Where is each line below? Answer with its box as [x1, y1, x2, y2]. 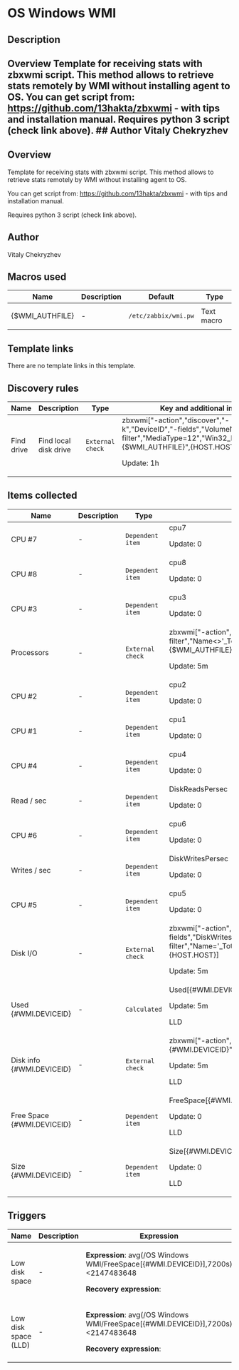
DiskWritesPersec [169, 853, 229, 863]
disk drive [38, 445, 71, 455]
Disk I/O [11, 948, 38, 958]
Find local [38, 436, 71, 446]
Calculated [125, 1005, 162, 1013]
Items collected [7, 489, 78, 502]
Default [148, 292, 174, 302]
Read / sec [11, 796, 47, 806]
